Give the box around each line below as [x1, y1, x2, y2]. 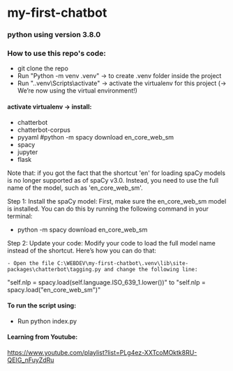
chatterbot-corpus [17, 126, 71, 134]
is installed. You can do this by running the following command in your [7, 204, 209, 213]
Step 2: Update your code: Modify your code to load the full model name [7, 238, 216, 247]
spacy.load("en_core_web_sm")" [7, 285, 101, 294]
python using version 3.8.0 [7, 30, 101, 40]
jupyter [17, 148, 38, 156]
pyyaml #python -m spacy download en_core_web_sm [17, 132, 174, 141]
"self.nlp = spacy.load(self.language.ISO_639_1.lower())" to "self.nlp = [7, 278, 206, 287]
